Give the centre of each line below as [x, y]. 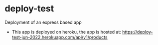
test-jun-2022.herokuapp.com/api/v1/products [60, 37]
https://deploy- [138, 32]
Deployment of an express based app [43, 22]
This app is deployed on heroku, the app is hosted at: [67, 32]
